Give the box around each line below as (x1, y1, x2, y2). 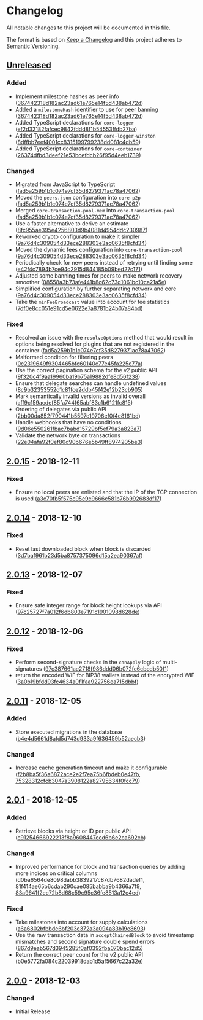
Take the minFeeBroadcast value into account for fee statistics (15, 298, 170, 305)
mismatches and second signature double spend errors (15, 938, 155, 946)
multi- (162, 658, 177, 666)
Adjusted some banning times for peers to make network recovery (15, 271, 182, 279)
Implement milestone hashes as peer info (15, 93, 119, 100)
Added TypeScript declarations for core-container (15, 145, 142, 152)
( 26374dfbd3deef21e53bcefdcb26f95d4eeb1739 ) (15, 151, 141, 158)
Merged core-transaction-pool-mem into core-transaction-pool (15, 206, 175, 214)
